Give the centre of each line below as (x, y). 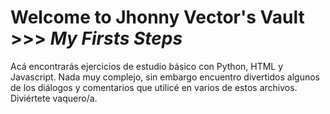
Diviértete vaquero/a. (54, 98)
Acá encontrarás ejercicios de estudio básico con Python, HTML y (147, 66)
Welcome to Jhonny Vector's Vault (157, 17)
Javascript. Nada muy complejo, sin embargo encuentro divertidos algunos (165, 77)
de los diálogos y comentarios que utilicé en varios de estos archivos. (154, 87)
